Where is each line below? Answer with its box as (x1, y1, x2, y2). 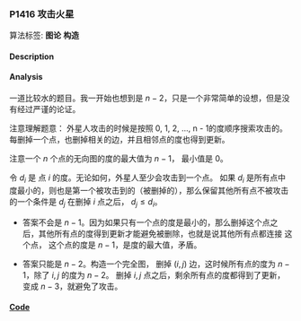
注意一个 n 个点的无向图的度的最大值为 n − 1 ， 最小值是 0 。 (9, 153, 229, 164)
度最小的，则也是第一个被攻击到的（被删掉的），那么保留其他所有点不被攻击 (9, 185, 289, 195)
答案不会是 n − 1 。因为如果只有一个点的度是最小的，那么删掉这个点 (22, 217, 270, 228)
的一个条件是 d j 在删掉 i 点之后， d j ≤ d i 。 (9, 195, 163, 209)
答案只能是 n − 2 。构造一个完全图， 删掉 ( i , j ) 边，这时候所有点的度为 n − (22, 258, 290, 269)
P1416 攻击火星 (9, 7, 75, 20)
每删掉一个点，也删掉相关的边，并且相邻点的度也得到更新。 (9, 134, 230, 145)
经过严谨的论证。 (16, 104, 81, 115)
